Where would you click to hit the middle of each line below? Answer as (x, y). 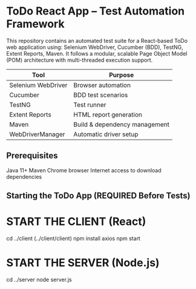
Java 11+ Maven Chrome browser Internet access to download (84, 170)
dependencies (24, 177)
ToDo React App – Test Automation (96, 11)
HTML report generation (108, 114)
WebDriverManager (37, 134)
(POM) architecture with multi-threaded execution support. (80, 60)
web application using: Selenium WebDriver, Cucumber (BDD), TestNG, (95, 47)
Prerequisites (32, 156)
